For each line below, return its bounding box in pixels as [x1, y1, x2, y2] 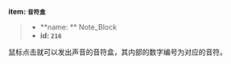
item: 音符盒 [8, 7, 46, 16]
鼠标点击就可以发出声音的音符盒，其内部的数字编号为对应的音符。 [8, 47, 227, 57]
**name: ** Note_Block [39, 22, 118, 31]
